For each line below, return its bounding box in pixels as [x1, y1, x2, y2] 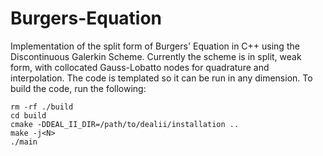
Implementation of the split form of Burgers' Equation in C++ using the [10, 40, 300, 52]
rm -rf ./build [10, 102, 74, 112]
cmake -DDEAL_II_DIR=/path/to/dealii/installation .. [10, 119, 240, 129]
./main [10, 137, 38, 147]
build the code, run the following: [10, 82, 147, 94]
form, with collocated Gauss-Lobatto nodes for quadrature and [10, 61, 270, 73]
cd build [10, 110, 47, 121]
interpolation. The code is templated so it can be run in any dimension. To [10, 72, 313, 84]
